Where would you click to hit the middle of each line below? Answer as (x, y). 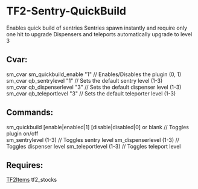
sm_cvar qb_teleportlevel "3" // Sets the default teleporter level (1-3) (91, 93)
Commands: (30, 113)
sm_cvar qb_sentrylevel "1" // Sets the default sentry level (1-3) (85, 80)
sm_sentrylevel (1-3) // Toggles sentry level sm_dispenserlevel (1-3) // (93, 139)
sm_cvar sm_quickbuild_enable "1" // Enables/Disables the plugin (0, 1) (94, 74)
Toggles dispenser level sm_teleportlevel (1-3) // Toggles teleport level (94, 146)
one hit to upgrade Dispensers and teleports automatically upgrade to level (99, 34)
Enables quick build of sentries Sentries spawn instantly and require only (97, 28)
